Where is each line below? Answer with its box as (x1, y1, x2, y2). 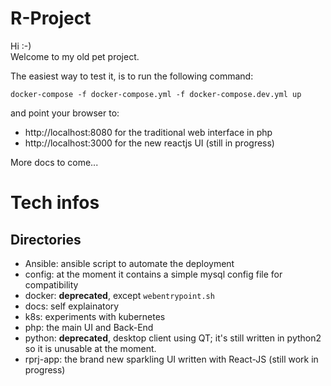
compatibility (24, 278, 79, 291)
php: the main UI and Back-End (24, 321, 154, 333)
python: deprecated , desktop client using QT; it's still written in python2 (24, 332, 322, 344)
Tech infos (10, 192, 100, 214)
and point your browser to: (10, 107, 120, 119)
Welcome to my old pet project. (10, 50, 140, 62)
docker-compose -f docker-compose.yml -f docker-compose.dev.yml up (10, 89, 302, 99)
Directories (10, 231, 82, 248)
